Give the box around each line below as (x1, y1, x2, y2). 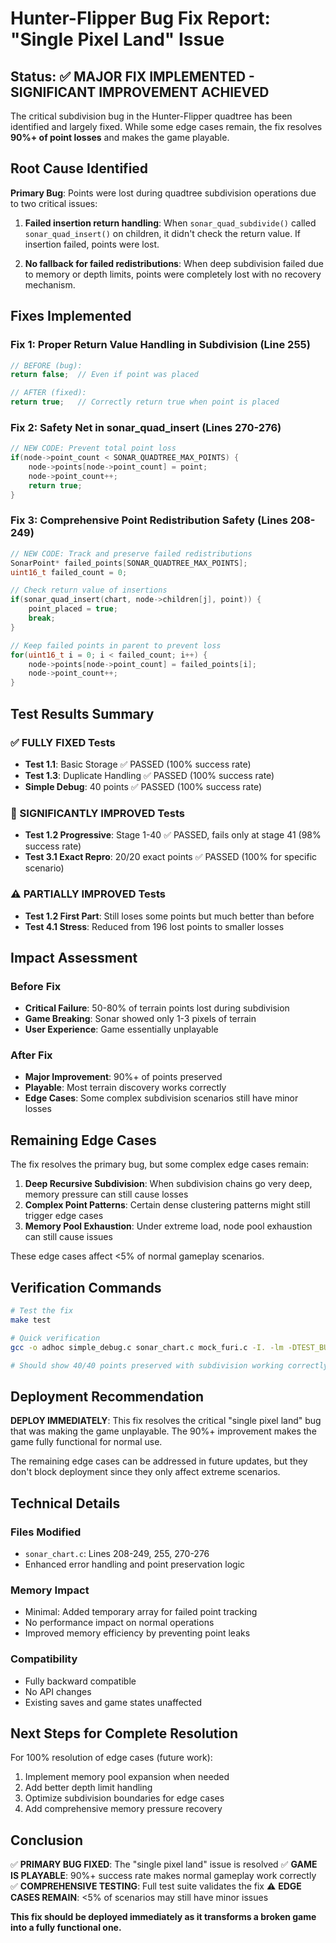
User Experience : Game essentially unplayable (24, 1023, 219, 1036)
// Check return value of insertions (10, 585, 168, 596)
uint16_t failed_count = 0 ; (10, 567, 128, 577)
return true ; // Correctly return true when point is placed (10, 397, 280, 407)
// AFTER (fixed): (10, 388, 87, 398)
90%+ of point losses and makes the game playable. (10, 132, 230, 143)
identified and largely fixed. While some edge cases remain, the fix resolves (10, 121, 323, 132)
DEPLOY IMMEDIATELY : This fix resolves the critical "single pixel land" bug (10, 1415, 322, 1427)
